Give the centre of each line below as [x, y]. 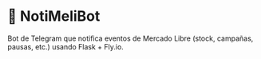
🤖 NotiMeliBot [54, 16]
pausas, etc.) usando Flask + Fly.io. [66, 46]
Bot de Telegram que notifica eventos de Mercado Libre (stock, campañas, [130, 38]
